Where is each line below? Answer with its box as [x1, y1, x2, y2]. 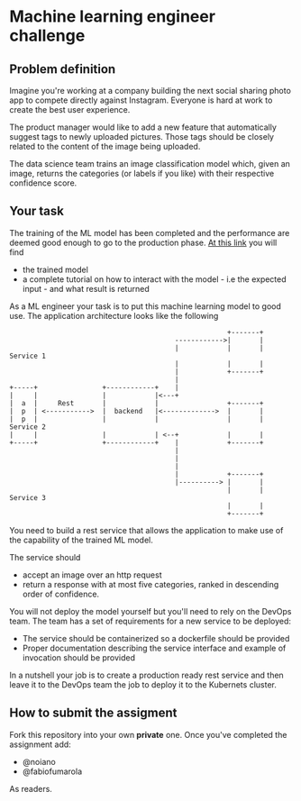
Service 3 [9, 493, 47, 502]
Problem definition [9, 61, 116, 77]
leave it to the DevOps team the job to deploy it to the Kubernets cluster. [9, 678, 277, 690]
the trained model [22, 264, 88, 275]
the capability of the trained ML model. [9, 534, 153, 545]
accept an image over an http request [22, 569, 162, 580]
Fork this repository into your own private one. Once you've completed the [9, 729, 287, 740]
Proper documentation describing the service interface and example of [22, 642, 287, 653]
